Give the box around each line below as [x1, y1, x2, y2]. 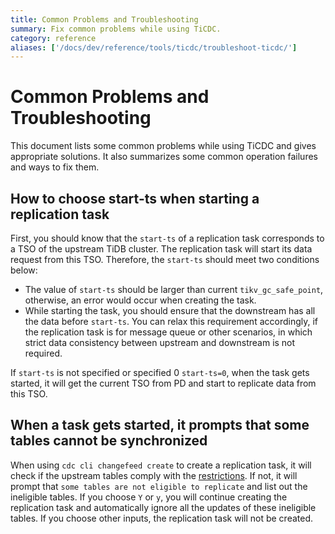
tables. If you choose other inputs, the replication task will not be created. [10, 512, 314, 524]
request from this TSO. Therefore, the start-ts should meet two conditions [10, 254, 320, 265]
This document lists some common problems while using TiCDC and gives [10, 140, 317, 152]
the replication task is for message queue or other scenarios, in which [24, 326, 313, 338]
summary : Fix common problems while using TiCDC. [10, 24, 222, 34]
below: [10, 264, 38, 276]
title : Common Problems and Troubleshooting [10, 14, 199, 25]
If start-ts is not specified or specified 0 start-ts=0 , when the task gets [10, 367, 310, 378]
